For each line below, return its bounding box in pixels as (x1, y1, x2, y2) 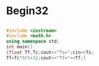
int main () (6, 44, 33, 50)
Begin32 (6, 4, 49, 18)
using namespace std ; (6, 38, 60, 45)
